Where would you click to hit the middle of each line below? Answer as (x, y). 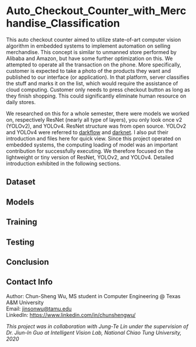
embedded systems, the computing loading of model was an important (92, 145)
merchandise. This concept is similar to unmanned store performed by (91, 52)
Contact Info (29, 282)
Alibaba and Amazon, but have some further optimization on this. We (89, 58)
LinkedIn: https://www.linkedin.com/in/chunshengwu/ (71, 315)
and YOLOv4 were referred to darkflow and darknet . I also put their (87, 132)
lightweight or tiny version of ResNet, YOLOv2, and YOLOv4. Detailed (90, 157)
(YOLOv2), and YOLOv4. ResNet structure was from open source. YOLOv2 (96, 126)
